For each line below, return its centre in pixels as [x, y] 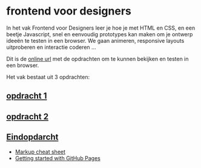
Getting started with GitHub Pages [58, 158]
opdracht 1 [27, 96]
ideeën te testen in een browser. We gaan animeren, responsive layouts [95, 40]
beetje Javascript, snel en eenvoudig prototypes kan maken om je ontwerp [100, 34]
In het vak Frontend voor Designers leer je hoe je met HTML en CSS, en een [101, 28]
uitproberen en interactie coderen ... [51, 47]
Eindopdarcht [32, 137]
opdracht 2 [28, 116]
